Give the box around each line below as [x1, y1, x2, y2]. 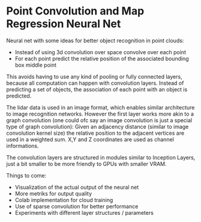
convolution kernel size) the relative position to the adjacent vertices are [6, 129, 185, 137]
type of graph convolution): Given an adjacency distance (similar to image [6, 123, 189, 130]
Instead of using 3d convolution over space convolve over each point [14, 48, 186, 55]
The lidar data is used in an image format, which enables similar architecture [6, 103, 195, 111]
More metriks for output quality [14, 190, 92, 197]
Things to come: [6, 171, 47, 179]
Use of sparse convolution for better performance [14, 203, 139, 210]
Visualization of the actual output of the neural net [14, 183, 139, 191]
